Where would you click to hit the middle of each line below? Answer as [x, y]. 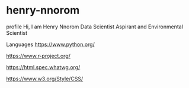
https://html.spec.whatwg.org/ [43, 67]
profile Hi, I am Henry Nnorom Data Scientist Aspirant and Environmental [95, 27]
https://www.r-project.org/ [39, 56]
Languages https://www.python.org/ [50, 44]
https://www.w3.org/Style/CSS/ [45, 79]
